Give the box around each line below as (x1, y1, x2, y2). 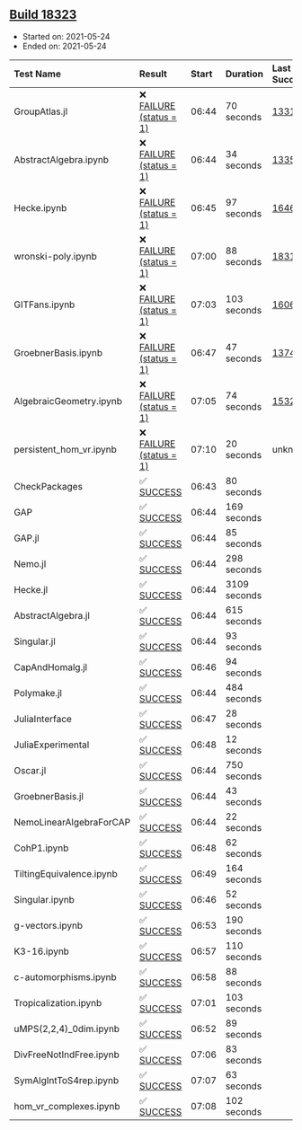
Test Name (13, 67, 61, 80)
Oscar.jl (13, 764, 47, 776)
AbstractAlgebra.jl (13, 609, 90, 622)
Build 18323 (9, 7, 77, 22)
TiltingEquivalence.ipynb (13, 867, 119, 879)
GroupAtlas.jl (13, 105, 68, 118)
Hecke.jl (13, 583, 49, 596)
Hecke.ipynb (13, 201, 67, 214)
